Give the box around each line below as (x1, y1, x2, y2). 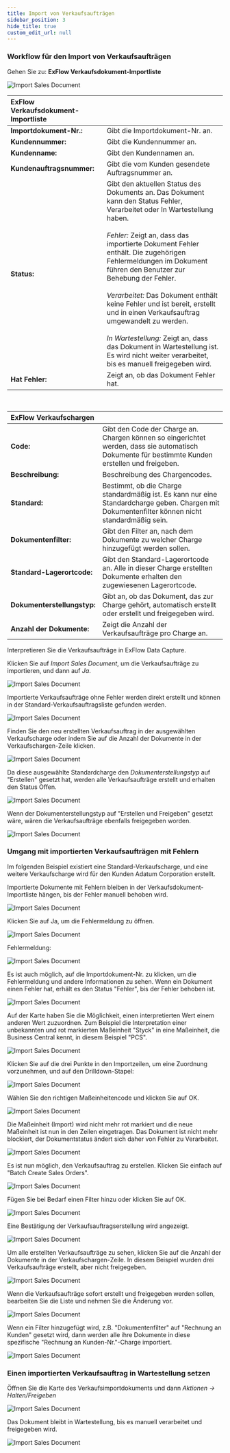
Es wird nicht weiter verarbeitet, (106, 351, 209, 360)
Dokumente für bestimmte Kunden (102, 450, 214, 460)
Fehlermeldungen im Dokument (106, 256, 208, 265)
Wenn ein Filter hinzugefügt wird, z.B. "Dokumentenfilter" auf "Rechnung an (7, 1323, 222, 1332)
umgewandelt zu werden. (106, 316, 188, 326)
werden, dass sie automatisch (102, 441, 199, 451)
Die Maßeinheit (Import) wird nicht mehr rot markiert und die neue (7, 1120, 193, 1129)
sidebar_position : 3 (7, 16, 66, 23)
